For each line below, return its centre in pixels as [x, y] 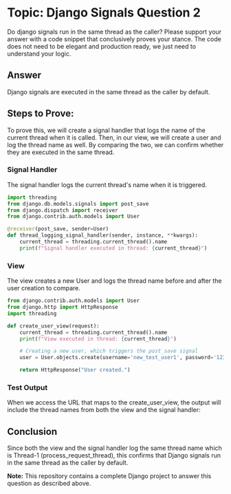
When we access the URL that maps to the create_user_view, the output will [114, 402]
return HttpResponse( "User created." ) [75, 370]
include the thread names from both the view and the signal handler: [104, 410]
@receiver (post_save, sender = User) [58, 229]
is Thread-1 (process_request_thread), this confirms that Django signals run [114, 455]
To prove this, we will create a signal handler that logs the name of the [107, 130]
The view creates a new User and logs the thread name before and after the [114, 281]
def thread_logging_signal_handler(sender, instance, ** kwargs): [102, 235]
